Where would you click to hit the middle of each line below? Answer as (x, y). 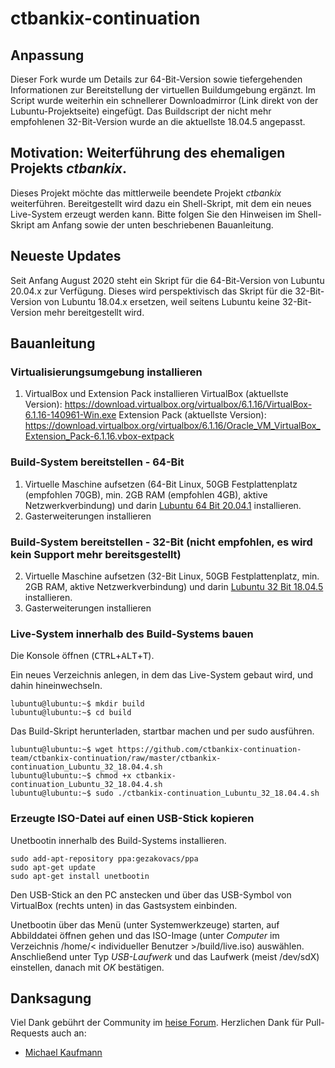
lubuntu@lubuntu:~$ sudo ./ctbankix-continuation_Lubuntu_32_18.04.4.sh (165, 793)
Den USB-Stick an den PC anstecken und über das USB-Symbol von (151, 894)
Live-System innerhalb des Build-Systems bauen (132, 634)
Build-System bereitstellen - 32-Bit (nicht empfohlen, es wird (161, 542)
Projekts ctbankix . (68, 168)
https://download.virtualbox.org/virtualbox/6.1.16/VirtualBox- (188, 404)
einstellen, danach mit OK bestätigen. (87, 967)
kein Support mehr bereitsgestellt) (96, 554)
